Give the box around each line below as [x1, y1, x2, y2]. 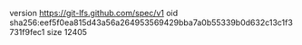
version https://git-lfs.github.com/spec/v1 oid [9, 8, 179, 18]
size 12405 [46, 27, 88, 37]
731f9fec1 [9, 27, 45, 37]
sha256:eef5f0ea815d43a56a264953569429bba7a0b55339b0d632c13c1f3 [9, 17, 293, 28]
